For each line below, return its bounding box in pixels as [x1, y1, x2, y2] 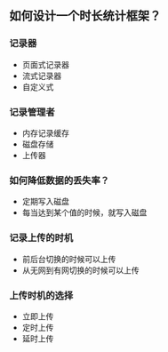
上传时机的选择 [9, 289, 74, 301]
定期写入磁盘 [21, 196, 69, 207]
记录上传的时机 [9, 232, 74, 244]
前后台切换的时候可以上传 [21, 253, 116, 264]
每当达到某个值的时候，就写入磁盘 [21, 207, 148, 218]
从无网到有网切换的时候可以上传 [21, 265, 140, 276]
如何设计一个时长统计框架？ [9, 8, 162, 24]
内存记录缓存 [21, 127, 69, 138]
